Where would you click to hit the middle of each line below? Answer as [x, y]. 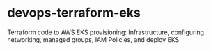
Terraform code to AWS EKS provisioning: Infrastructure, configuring [105, 32]
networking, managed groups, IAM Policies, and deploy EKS [93, 39]
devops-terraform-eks [74, 13]
